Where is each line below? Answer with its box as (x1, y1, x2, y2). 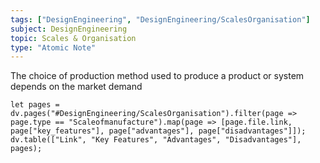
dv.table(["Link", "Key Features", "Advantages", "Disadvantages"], (10, 135, 302, 145)
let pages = (10, 100, 60, 110)
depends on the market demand (10, 81, 143, 93)
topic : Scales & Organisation (10, 33, 137, 43)
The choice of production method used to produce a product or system (10, 70, 305, 82)
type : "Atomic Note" (10, 42, 97, 53)
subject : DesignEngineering (10, 24, 128, 34)
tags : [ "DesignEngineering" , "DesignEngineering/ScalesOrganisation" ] (10, 14, 311, 25)
